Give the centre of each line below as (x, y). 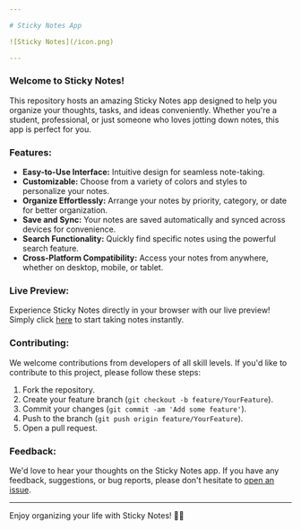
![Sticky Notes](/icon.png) (62, 41)
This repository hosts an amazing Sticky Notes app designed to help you (143, 101)
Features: (30, 152)
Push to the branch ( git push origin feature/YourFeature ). (133, 418)
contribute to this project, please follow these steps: (105, 372)
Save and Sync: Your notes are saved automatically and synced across (154, 220)
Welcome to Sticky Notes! (67, 81)
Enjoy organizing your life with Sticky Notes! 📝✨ (97, 515)
